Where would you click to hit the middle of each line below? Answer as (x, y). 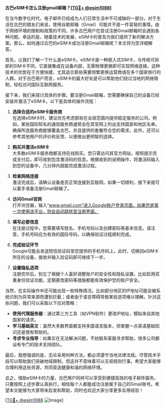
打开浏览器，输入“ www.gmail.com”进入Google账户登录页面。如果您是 (83, 205)
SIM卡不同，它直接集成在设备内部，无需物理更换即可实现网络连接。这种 (87, 66)
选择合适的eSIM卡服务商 (37, 112)
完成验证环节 (25, 245)
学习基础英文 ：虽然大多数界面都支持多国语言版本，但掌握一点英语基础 (84, 326)
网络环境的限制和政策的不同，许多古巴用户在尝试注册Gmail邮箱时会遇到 (82, 31)
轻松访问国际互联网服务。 (40, 84)
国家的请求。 (25, 320)
